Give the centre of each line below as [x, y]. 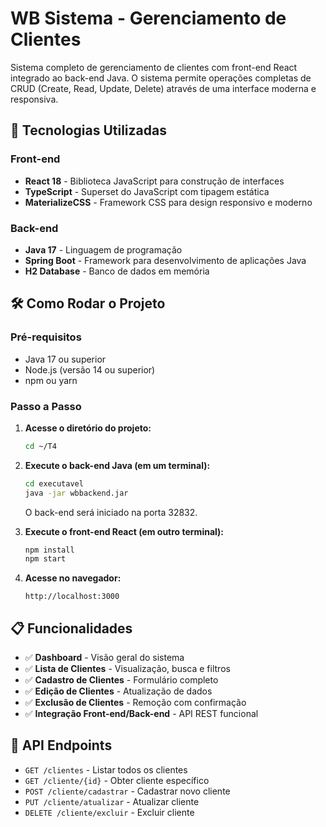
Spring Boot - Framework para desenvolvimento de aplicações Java [165, 260]
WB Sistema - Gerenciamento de [148, 18]
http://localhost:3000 [72, 597]
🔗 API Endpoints [61, 745]
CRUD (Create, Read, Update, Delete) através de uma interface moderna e [163, 88]
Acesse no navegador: [73, 578]
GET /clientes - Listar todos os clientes [106, 769]
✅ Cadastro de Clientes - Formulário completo [121, 680]
